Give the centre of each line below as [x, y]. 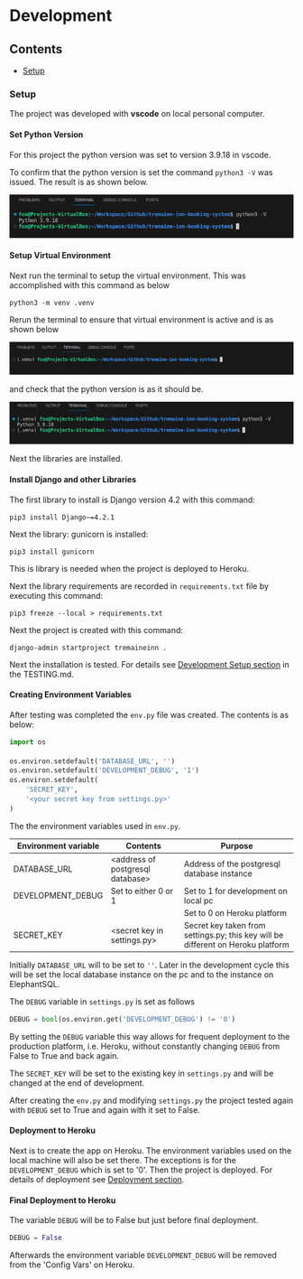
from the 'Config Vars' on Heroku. [72, 1265]
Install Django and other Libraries [73, 480]
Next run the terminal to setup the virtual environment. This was [128, 275]
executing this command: [56, 595]
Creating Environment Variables [71, 695]
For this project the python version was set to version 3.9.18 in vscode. [140, 154]
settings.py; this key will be [234, 935]
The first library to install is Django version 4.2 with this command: [132, 499]
